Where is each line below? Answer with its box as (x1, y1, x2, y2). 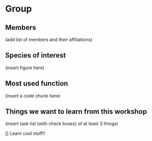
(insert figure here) (5, 64, 44, 71)
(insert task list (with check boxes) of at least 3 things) (5, 121, 119, 127)
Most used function (5, 79, 68, 88)
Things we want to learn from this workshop (5, 107, 147, 116)
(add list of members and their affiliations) (5, 36, 92, 42)
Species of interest (5, 51, 66, 60)
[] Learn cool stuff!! (5, 130, 45, 136)
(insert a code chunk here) (5, 92, 61, 99)
